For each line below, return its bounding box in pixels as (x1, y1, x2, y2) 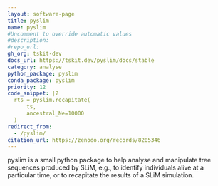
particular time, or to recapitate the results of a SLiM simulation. (7, 171, 194, 180)
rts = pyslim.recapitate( (14, 97, 91, 104)
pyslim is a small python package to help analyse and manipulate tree (7, 156, 212, 165)
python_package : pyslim (7, 70, 78, 77)
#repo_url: (7, 43, 40, 51)
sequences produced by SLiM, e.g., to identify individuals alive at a (7, 163, 204, 172)
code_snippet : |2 (7, 90, 59, 97)
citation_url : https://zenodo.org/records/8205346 (7, 136, 161, 143)
